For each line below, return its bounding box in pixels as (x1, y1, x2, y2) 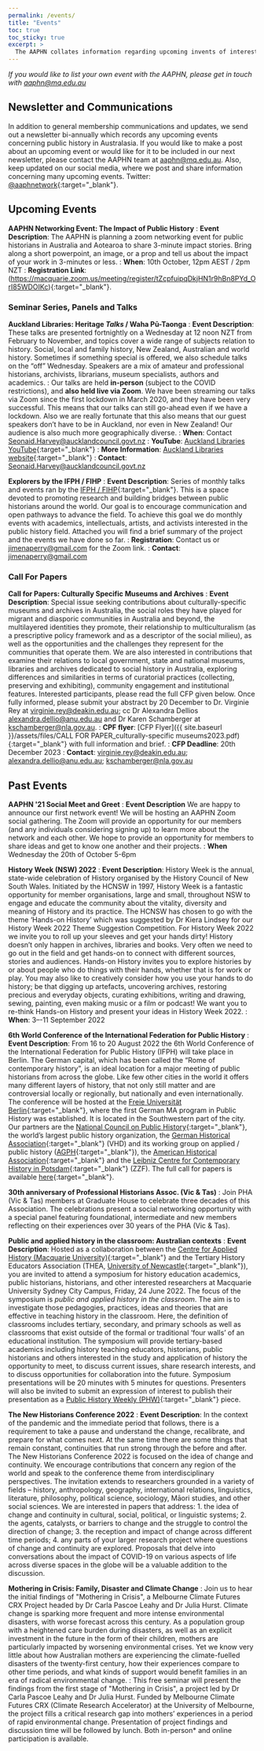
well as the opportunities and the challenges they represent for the (8, 639, 224, 649)
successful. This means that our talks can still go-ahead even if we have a (8, 402, 248, 412)
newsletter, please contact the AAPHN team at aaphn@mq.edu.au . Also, (8, 155, 242, 164)
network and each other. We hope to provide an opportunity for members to (8, 833, 254, 843)
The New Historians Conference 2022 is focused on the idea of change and (8, 1452, 254, 1461)
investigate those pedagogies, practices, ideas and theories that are (8, 1303, 229, 1313)
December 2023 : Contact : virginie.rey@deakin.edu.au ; (8, 748, 189, 757)
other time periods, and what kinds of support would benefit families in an (8, 1667, 247, 1677)
